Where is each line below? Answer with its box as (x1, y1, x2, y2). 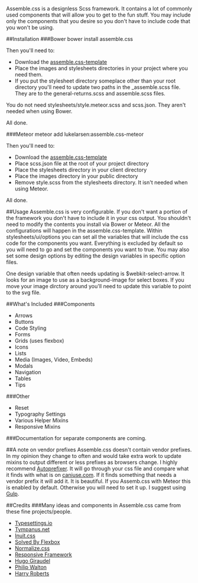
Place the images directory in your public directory (14, 173, 138, 180)
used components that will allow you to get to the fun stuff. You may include (6, 11, 191, 18)
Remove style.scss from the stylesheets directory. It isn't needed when (14, 179, 188, 186)
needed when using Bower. (6, 108, 73, 114)
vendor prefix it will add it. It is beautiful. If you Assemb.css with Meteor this (6, 477, 191, 485)
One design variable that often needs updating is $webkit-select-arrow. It (6, 270, 185, 277)
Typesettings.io (14, 520, 53, 527)
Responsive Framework (14, 551, 72, 558)
